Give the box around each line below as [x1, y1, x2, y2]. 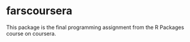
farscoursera [6, 4, 73, 18]
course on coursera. [6, 30, 56, 37]
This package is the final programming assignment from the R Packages [6, 24, 185, 31]
